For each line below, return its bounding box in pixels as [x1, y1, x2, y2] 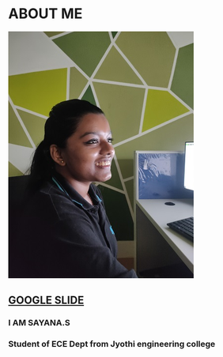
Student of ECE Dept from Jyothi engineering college [8, 339, 216, 350]
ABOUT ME [8, 5, 83, 23]
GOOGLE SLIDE [8, 294, 85, 307]
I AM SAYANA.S [8, 318, 70, 329]
